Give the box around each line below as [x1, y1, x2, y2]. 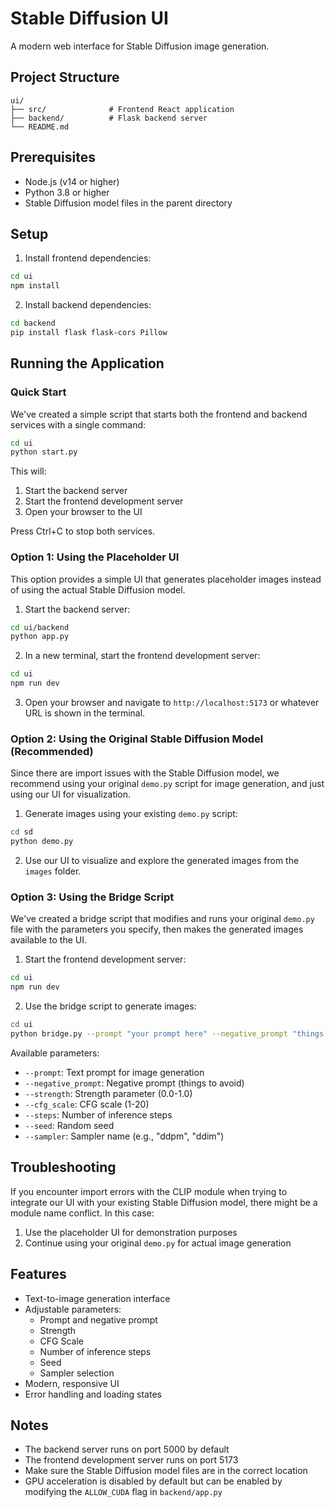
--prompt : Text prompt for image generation [24, 1066, 205, 1078]
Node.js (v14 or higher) [24, 175, 120, 187]
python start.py [10, 447, 78, 457]
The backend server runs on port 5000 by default [24, 1443, 230, 1456]
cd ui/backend [10, 622, 70, 632]
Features [10, 1266, 67, 1283]
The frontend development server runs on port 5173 [24, 1454, 239, 1466]
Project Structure [10, 69, 120, 86]
